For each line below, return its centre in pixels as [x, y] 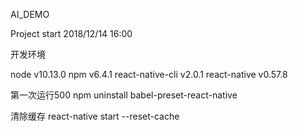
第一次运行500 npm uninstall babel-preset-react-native [124, 95]
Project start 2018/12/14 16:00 [71, 33]
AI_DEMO [30, 14]
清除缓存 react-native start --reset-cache [95, 116]
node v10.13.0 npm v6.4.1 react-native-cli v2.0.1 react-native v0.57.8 [149, 74]
